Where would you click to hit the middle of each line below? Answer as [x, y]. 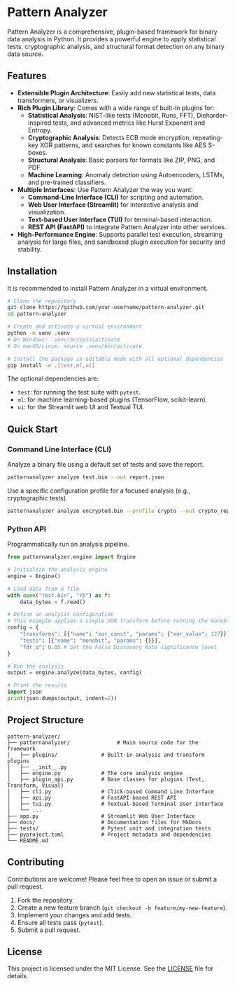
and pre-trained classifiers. [67, 182]
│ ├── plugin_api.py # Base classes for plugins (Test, [106, 779]
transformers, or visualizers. [58, 100]
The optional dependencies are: [53, 378]
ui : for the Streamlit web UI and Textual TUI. [81, 407]
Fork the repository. [46, 900]
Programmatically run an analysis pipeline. [68, 545]
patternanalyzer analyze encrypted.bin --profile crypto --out [101, 511]
